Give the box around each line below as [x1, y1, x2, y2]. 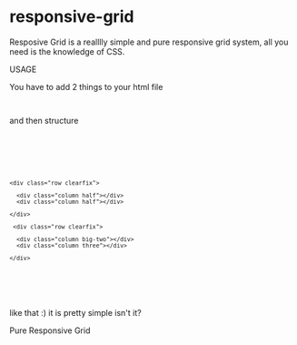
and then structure [9, 115, 79, 126]
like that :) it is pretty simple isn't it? [9, 307, 143, 318]
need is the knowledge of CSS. [9, 46, 125, 56]
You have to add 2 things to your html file [9, 81, 163, 92]
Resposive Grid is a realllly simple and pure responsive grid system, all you [9, 36, 289, 47]
